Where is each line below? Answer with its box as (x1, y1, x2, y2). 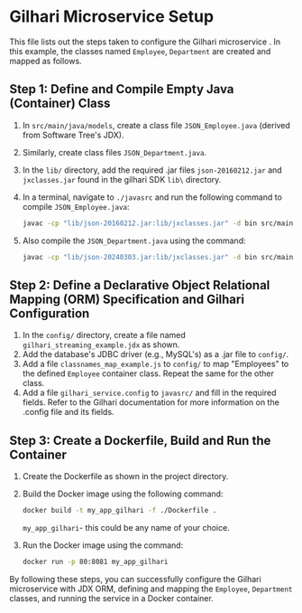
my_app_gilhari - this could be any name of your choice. (22, 523, 230, 533)
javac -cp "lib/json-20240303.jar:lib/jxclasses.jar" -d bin (22, 252, 258, 261)
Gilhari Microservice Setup (9, 6, 215, 27)
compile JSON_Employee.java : (22, 201, 130, 212)
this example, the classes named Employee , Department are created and (9, 45, 271, 56)
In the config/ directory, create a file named (22, 330, 187, 341)
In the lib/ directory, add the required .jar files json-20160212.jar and (22, 165, 282, 175)
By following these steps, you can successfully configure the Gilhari (9, 573, 261, 584)
